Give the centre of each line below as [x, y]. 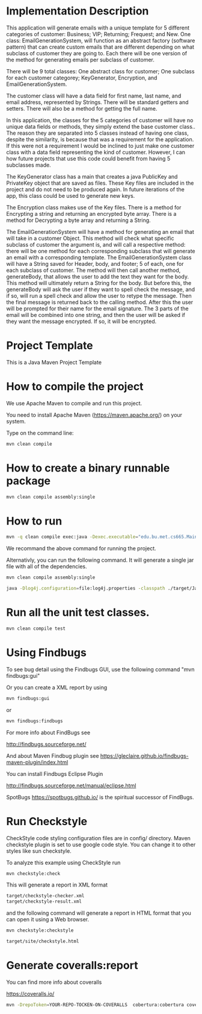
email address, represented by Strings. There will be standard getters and [97, 102]
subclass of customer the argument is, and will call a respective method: [96, 244]
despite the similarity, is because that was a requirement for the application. [100, 139]
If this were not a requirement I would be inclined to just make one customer [100, 146]
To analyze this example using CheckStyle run [63, 862]
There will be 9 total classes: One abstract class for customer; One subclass [100, 71]
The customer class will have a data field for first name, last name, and [94, 96]
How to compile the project [75, 387]
